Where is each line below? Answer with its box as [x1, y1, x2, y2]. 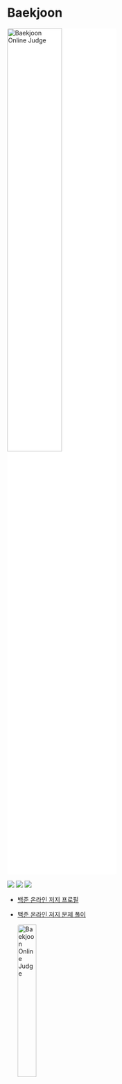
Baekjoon [7, 5, 63, 21]
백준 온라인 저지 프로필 [17, 895, 79, 903]
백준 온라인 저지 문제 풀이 [17, 910, 87, 918]
